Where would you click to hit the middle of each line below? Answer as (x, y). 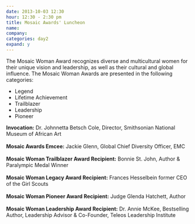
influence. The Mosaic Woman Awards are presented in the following (89, 73)
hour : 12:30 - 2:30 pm (34, 17)
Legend (24, 91)
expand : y (18, 45)
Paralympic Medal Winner (37, 165)
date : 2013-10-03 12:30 (35, 11)
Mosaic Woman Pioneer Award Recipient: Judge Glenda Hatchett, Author (96, 196)
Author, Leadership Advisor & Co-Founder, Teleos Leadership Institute (91, 215)
